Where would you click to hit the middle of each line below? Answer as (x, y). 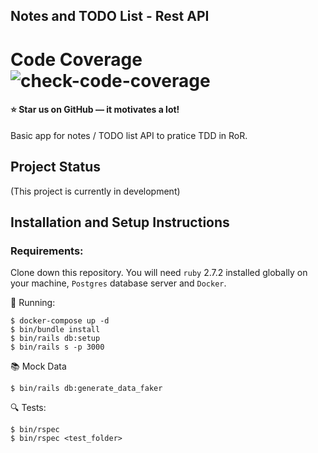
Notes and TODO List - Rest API (110, 16)
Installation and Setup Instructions (120, 222)
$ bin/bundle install (55, 330)
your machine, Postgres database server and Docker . (118, 283)
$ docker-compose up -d (60, 321)
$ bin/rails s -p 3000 (57, 347)
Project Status (56, 167)
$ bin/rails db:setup (55, 339)
